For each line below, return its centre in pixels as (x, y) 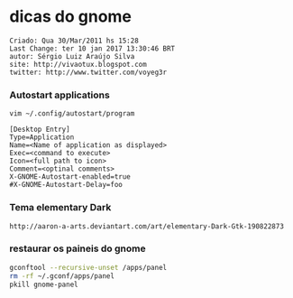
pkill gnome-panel (44, 284)
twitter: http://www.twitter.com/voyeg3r (88, 72)
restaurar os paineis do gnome (78, 248)
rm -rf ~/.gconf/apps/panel (62, 276)
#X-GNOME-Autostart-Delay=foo (66, 185)
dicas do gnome (71, 17)
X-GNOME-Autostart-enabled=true (70, 177)
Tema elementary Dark (60, 208)
